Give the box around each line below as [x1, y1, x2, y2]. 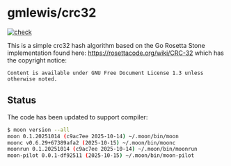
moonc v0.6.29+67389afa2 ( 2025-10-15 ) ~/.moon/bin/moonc [7, 139, 176, 147]
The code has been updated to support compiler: [7, 113, 148, 121]
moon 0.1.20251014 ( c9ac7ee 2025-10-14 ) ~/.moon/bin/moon [7, 133, 179, 140]
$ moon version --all [7, 126, 70, 133]
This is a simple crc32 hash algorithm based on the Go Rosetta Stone [7, 41, 205, 49]
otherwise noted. [7, 75, 58, 83]
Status [7, 94, 37, 106]
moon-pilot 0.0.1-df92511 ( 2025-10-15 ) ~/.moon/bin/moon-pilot [7, 152, 195, 159]
